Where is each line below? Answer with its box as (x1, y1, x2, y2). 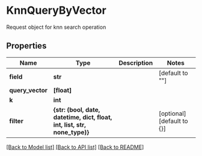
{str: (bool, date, (53, 106, 100, 114)
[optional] (158, 109, 186, 118)
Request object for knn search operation (6, 23, 106, 31)
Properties (6, 41, 47, 51)
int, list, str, (53, 121, 86, 129)
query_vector (9, 86, 48, 94)
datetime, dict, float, (53, 113, 112, 121)
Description (118, 58, 153, 67)
